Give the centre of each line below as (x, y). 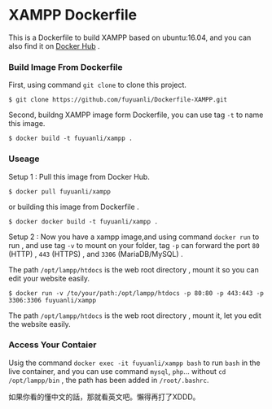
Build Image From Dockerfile (66, 67)
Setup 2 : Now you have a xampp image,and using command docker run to (134, 237)
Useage (24, 159)
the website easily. (39, 324)
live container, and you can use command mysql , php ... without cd (117, 371)
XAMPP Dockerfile (72, 15)
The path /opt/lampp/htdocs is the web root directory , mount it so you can (134, 269)
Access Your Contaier (53, 345)
